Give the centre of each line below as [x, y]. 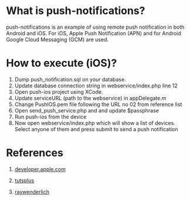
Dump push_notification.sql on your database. [70, 79]
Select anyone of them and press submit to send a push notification [96, 129]
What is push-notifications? [76, 11]
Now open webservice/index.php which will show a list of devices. [95, 123]
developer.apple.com [40, 169]
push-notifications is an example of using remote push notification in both [95, 27]
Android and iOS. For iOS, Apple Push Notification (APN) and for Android [94, 33]
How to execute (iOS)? [62, 63]
